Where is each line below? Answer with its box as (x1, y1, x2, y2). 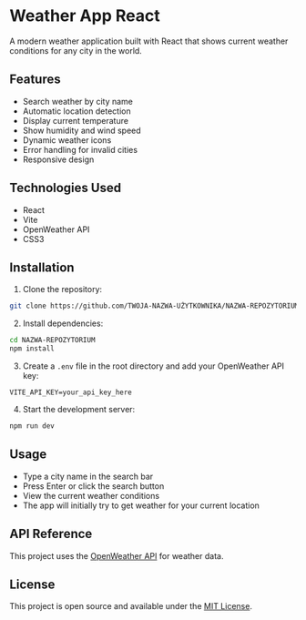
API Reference (9, 526, 93, 542)
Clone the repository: (22, 284, 103, 295)
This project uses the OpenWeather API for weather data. (9, 550, 224, 561)
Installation (9, 259, 75, 275)
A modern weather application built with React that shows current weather (9, 36, 289, 46)
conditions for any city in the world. (9, 45, 143, 56)
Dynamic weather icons (22, 134, 112, 146)
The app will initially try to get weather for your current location (22, 500, 260, 511)
